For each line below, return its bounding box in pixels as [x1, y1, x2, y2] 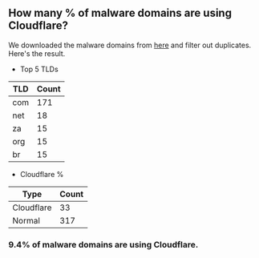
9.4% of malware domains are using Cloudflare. [8, 239, 199, 250]
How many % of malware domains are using [8, 6, 233, 20]
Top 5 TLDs [19, 64, 59, 74]
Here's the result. [8, 48, 66, 58]
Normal [12, 215, 40, 226]
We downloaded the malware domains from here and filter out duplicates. [8, 40, 252, 50]
